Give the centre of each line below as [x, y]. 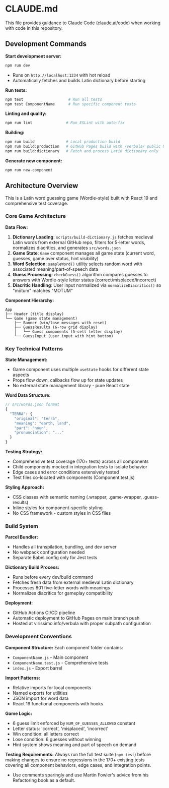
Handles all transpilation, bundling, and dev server [64, 547]
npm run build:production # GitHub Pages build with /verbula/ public [83, 147]
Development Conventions [38, 637]
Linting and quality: [26, 113]
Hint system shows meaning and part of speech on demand [74, 745]
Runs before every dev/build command [53, 577]
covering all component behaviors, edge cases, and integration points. [78, 765]
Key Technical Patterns [34, 348]
